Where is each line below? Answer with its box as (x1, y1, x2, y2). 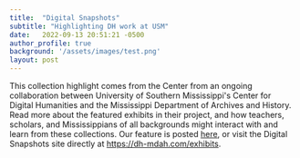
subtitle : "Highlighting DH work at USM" (9, 22, 170, 31)
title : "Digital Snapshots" (9, 13, 120, 23)
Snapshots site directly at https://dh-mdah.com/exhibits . (9, 138, 222, 149)
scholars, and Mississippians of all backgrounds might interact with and (9, 119, 278, 130)
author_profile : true (9, 38, 92, 48)
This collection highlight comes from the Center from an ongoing (9, 81, 253, 91)
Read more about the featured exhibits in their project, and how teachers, (9, 110, 284, 120)
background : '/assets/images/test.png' (9, 47, 161, 56)
